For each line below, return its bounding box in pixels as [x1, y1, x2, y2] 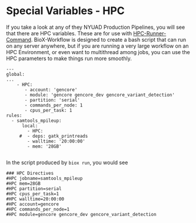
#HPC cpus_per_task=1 [6, 191, 59, 197]
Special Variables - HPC [6, 4, 125, 18]
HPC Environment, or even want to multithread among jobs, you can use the [6, 48, 190, 55]
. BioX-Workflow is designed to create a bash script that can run [31, 36, 187, 43]
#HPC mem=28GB [6, 181, 41, 187]
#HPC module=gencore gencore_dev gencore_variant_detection [6, 211, 157, 217]
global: [6, 71, 25, 77]
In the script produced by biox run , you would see [6, 159, 128, 166]
